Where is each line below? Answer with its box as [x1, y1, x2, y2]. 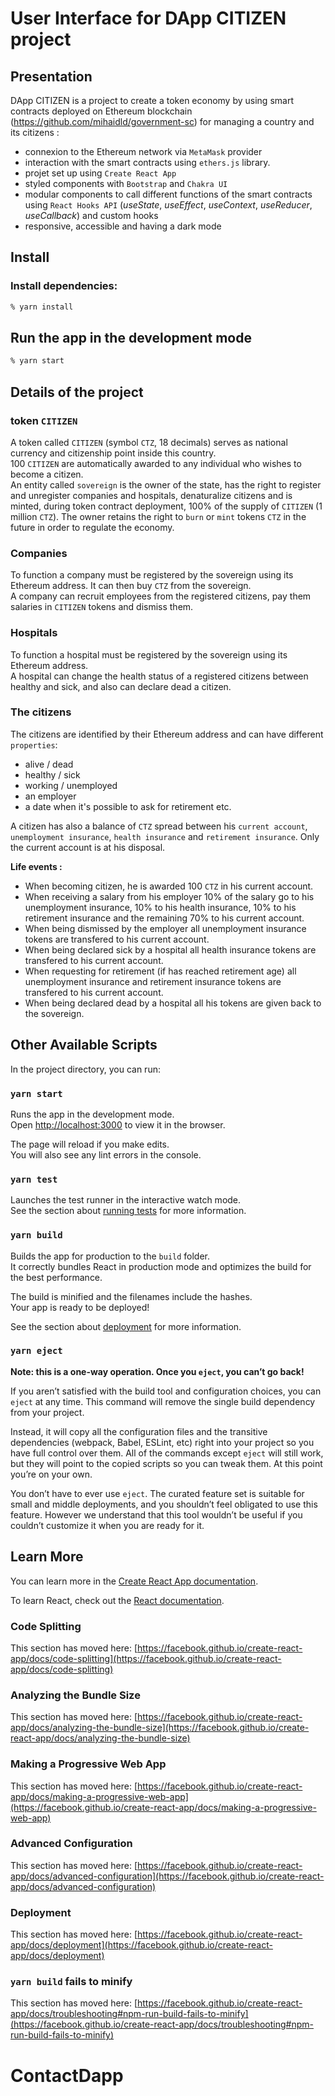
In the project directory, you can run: [10, 1063, 161, 1075]
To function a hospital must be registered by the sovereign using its [10, 648, 288, 661]
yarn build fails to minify [10, 1975, 133, 1989]
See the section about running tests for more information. [10, 1205, 247, 1217]
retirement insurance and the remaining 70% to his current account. [24, 912, 305, 924]
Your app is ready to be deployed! [10, 1301, 150, 1313]
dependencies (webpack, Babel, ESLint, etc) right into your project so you [10, 1436, 315, 1448]
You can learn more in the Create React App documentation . [10, 1575, 259, 1587]
